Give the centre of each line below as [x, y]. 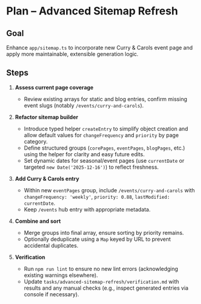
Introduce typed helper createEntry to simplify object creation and [106, 129]
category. [36, 141]
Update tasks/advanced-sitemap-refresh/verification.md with [101, 281]
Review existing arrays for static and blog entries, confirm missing [106, 99]
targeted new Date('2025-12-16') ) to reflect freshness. [91, 167]
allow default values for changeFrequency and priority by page [101, 135]
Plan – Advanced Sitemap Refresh [92, 11]
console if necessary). [51, 294]
